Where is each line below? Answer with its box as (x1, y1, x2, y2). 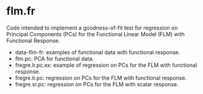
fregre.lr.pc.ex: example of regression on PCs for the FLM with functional (15, 61, 198, 69)
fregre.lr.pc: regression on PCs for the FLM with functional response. (15, 74, 187, 81)
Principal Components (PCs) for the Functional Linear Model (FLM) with (6, 30, 185, 37)
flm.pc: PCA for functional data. (15, 55, 94, 62)
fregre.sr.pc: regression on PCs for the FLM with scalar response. (15, 80, 179, 88)
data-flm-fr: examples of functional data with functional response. (15, 48, 181, 55)
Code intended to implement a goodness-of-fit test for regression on (6, 24, 178, 31)
